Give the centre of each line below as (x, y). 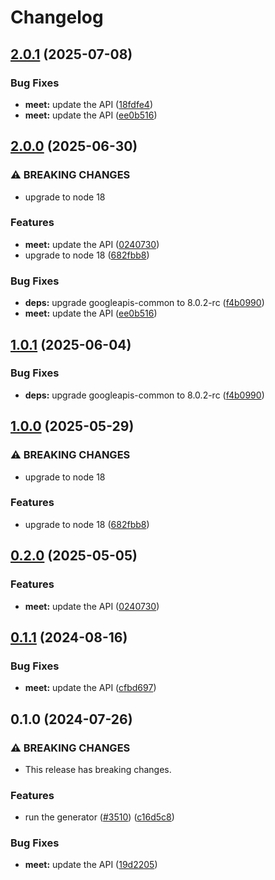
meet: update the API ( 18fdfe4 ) (88, 104)
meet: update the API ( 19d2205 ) (91, 865)
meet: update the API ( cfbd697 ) (90, 688)
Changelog (57, 17)
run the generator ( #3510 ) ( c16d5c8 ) (99, 817)
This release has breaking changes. (98, 769)
